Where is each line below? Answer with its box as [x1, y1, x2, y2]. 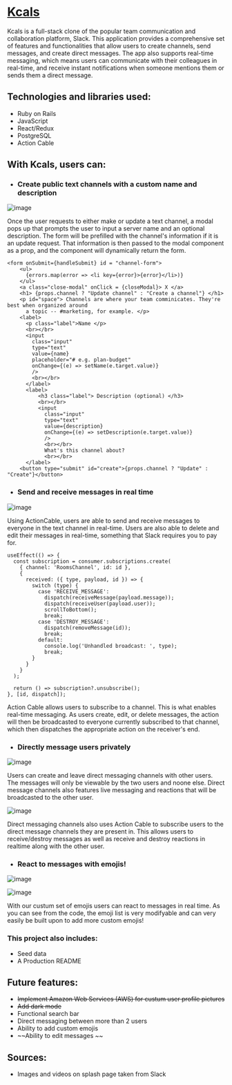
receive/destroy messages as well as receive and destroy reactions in [7, 835, 206, 843]
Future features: [7, 977, 78, 988]
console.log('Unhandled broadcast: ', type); [43, 642, 177, 649]
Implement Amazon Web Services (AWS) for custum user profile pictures [17, 995, 225, 1004]
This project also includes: [7, 934, 98, 943]
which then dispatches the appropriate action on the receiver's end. [7, 724, 200, 733]
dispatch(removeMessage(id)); [43, 624, 131, 631]
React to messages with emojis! [17, 859, 126, 869]
